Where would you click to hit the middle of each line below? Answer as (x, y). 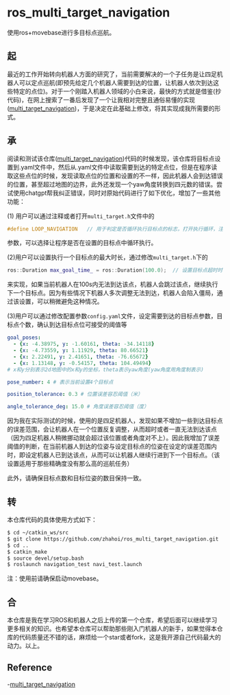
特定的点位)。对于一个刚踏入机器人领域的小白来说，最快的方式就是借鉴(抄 (117, 91)
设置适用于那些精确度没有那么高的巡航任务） (70, 464)
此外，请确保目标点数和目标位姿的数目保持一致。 (76, 478)
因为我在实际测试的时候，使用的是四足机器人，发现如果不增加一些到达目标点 (115, 421)
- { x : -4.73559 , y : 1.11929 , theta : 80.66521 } (81, 351)
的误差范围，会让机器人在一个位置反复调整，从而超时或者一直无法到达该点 (112, 429)
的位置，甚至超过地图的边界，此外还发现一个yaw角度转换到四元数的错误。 (112, 184)
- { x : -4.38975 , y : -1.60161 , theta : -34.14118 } (84, 344)
